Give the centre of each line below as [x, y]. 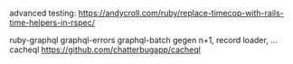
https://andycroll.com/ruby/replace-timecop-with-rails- [181, 13]
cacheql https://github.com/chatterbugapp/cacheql [105, 50]
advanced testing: [43, 13]
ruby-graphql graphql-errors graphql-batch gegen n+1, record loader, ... [143, 40]
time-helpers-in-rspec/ [52, 23]
